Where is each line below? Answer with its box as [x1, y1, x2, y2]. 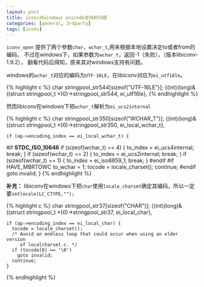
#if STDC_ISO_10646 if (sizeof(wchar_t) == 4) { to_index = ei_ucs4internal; [6, 144, 194, 151]
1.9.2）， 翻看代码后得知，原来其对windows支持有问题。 [6, 58, 146, 66]
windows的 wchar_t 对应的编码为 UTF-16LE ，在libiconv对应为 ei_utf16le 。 [6, 71, 186, 79]
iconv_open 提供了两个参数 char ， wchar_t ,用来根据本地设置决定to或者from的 [6, 43, 196, 51]
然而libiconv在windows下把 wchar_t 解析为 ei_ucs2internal [6, 103, 151, 110]
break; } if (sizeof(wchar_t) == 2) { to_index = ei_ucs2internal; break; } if [6, 151, 187, 158]
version [6, 236, 26, 243]
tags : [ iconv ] [6, 26, 43, 32]
